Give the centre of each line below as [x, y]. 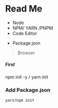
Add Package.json [28, 90]
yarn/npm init [20, 100]
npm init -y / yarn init [27, 77]
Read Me [24, 9]
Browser [26, 53]
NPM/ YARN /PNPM [33, 28]
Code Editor [25, 33]
